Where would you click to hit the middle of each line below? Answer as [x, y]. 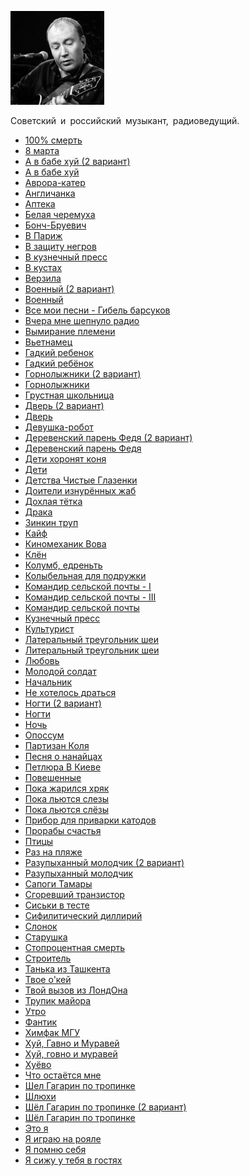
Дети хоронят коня [65, 459]
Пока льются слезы [67, 799]
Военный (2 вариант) [69, 289]
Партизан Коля [57, 745]
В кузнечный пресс [66, 257]
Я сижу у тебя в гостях [73, 1160]
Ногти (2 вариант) [63, 703]
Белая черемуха [60, 214]
